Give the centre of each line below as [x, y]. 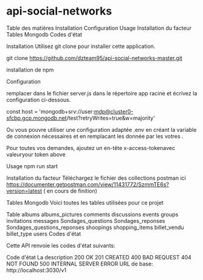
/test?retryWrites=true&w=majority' [111, 118]
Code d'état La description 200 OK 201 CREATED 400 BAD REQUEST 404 [99, 257]
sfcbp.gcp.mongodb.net [36, 118]
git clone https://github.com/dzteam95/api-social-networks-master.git [94, 58]
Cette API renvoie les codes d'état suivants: [61, 245]
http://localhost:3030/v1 [36, 270]
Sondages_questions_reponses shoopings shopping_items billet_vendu [95, 227]
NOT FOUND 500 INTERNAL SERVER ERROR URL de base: [80, 264]
